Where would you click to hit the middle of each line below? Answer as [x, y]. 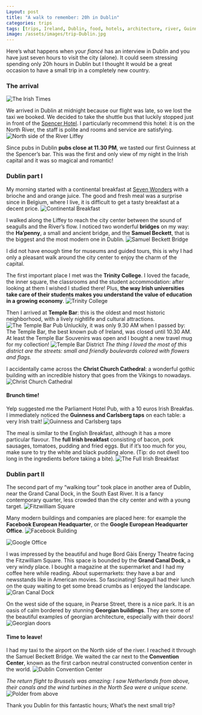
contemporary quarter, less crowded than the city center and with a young [98, 500]
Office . [15, 531]
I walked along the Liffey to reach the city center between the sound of [94, 220]
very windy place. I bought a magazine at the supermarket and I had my [95, 567]
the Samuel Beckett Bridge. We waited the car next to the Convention [93, 657]
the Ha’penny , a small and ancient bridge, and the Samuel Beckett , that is [98, 233]
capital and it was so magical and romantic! [60, 160]
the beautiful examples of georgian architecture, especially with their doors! [100, 617]
